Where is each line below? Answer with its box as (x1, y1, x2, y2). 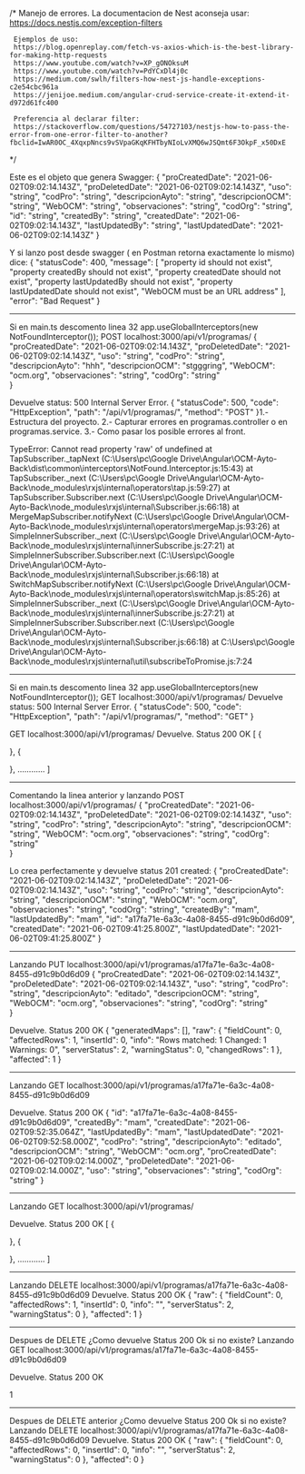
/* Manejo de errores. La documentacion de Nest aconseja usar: (9, 8, 250, 18)
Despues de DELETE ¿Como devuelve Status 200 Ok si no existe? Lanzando (9, 1335, 295, 1345)
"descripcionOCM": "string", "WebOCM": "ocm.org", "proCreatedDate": (9, 1146, 277, 1156)
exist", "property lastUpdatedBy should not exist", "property (9, 276, 233, 287)
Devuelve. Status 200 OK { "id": (9, 1107, 129, 1118)
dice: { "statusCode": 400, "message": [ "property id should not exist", (9, 257, 273, 267)
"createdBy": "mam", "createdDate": (74, 1117, 210, 1127)
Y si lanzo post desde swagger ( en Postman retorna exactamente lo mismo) (9, 247, 295, 258)
